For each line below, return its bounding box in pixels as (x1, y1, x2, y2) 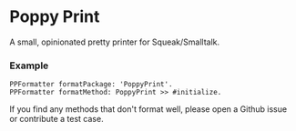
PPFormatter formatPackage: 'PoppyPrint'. (9, 80, 173, 89)
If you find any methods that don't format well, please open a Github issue (9, 104, 288, 115)
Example (9, 59, 49, 72)
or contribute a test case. (9, 114, 104, 125)
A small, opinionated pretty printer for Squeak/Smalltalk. (9, 36, 220, 47)
